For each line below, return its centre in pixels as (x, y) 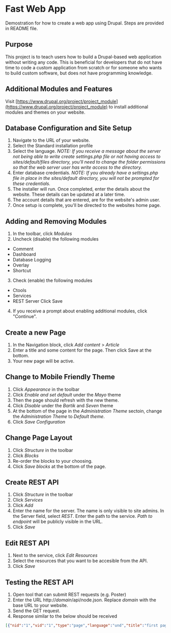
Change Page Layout (39, 438)
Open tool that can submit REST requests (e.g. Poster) (69, 595)
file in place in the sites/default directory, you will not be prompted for (86, 178)
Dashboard (24, 254)
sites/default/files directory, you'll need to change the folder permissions (89, 162)
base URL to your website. (40, 605)
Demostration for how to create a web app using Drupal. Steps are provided (85, 23)
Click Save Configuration (39, 421)
